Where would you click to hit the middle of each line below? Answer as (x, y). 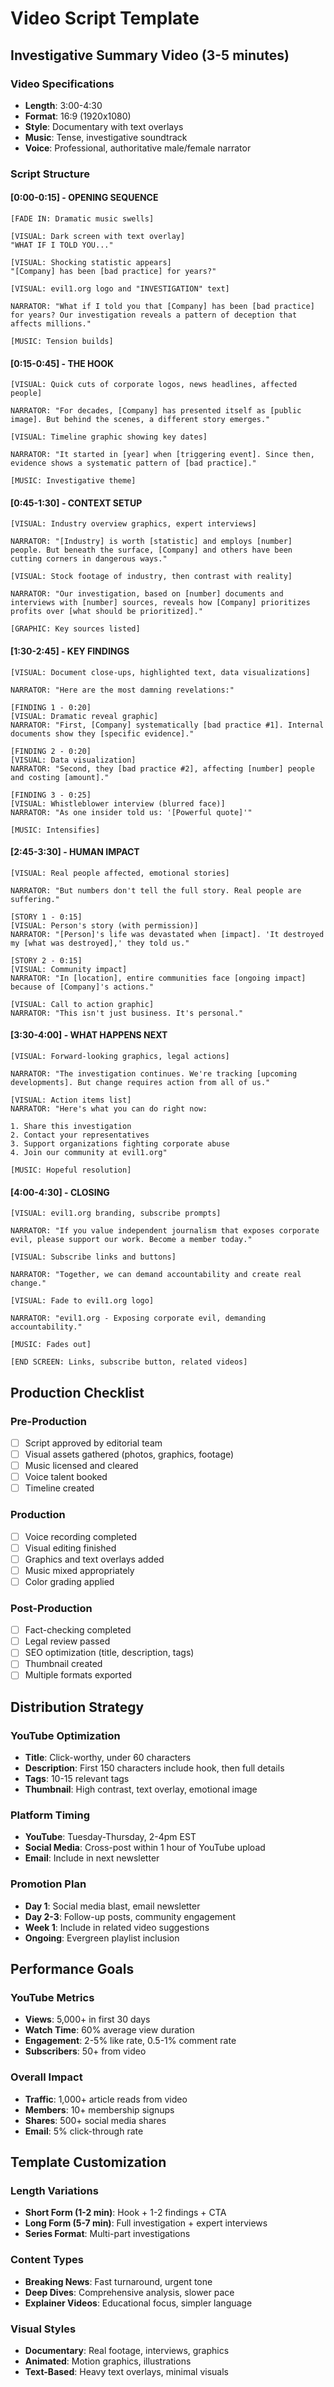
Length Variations (54, 2191)
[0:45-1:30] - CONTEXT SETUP (76, 503)
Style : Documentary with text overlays (104, 126)
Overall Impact (46, 2077)
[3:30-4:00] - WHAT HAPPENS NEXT (89, 1035)
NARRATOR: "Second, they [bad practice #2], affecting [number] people (162, 768)
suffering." (35, 899)
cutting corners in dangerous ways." (89, 559)
